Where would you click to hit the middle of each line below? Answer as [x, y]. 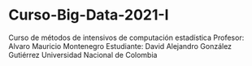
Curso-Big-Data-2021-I [89, 15]
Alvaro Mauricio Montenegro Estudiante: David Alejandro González [120, 46]
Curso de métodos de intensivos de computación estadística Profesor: [126, 37]
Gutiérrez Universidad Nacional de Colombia [83, 55]
